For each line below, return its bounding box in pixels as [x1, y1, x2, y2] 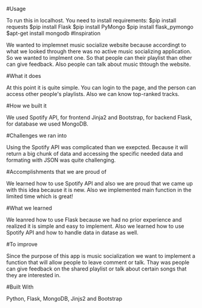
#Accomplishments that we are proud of [6, 168, 107, 175]
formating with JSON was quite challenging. [6, 156, 116, 164]
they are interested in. [6, 272, 61, 278]
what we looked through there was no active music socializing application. [6, 48, 192, 55]
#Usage [6, 5, 26, 12]
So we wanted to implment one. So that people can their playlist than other [6, 54, 192, 61]
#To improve [6, 241, 38, 248]
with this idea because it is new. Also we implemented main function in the [6, 187, 192, 193]
